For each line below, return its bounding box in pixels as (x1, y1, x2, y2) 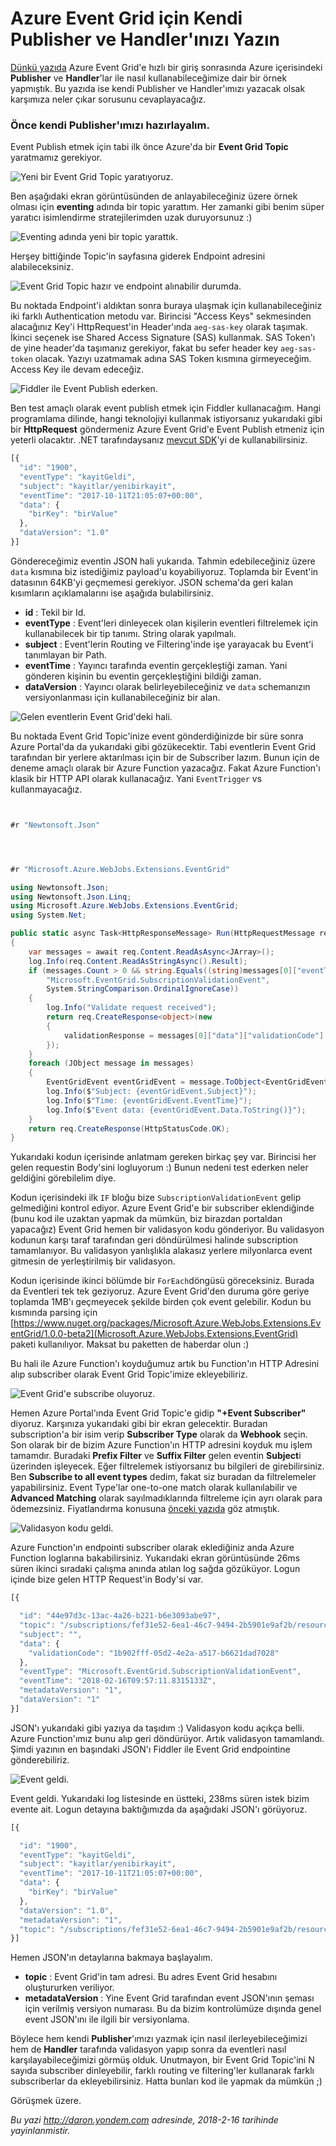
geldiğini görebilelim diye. (10, 1172, 117, 1184)
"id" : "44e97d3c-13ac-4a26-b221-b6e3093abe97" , (19, 1611, 222, 1621)
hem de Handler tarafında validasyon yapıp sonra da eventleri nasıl (10, 2043, 287, 2056)
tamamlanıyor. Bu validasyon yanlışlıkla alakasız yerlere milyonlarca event (10, 1245, 313, 1257)
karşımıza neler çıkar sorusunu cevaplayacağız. (10, 93, 207, 105)
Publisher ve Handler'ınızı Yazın (10, 28, 281, 51)
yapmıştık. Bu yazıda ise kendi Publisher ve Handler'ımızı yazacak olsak (10, 82, 306, 94)
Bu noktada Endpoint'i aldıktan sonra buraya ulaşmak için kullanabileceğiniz (10, 300, 323, 312)
